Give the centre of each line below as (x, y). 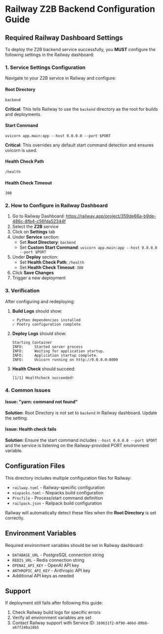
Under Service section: (36, 237)
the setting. (16, 418)
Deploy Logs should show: (39, 333)
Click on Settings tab (34, 232)
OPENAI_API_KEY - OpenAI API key (46, 565)
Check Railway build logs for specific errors (56, 612)
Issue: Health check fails (31, 429)
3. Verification (23, 291)
